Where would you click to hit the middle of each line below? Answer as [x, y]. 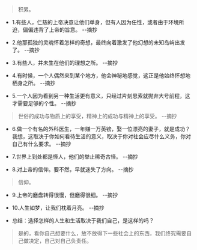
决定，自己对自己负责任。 [60, 241]
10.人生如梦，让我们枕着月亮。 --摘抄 [58, 208]
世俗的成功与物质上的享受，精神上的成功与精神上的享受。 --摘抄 [97, 116]
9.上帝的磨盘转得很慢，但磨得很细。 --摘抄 [65, 195]
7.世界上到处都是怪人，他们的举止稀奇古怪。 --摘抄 [75, 157]
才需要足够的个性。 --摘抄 [44, 103]
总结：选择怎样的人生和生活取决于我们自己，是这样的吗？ [83, 221]
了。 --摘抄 [26, 50]
